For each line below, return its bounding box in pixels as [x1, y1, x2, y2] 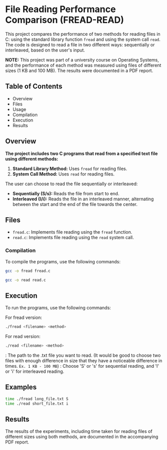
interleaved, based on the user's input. [5, 47, 86, 53]
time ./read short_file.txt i [5, 401, 69, 406]
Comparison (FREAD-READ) [5, 14, 124, 26]
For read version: [5, 333, 41, 340]
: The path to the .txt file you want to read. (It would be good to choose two [5, 352, 161, 358]
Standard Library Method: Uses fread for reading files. [12, 165, 127, 172]
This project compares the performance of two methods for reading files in [5, 31, 161, 37]
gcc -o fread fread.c [5, 268, 51, 273]
